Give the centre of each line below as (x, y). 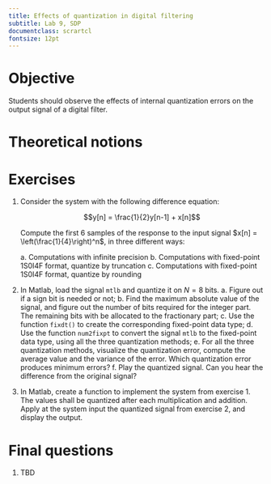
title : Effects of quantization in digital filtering (101, 16)
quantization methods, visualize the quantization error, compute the (133, 350)
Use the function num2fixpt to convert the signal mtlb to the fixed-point (138, 333)
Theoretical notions (76, 142)
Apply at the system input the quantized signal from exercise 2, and (132, 409)
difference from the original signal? (78, 376)
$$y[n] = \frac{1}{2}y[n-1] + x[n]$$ (142, 217)
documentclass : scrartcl (50, 31)
